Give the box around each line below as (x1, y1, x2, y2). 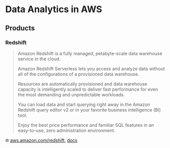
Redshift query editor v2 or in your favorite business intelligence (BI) (17, 106, 161, 113)
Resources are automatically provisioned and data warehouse (17, 81, 148, 87)
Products (5, 24, 35, 32)
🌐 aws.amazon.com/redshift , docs (5, 137, 78, 143)
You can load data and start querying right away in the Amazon (17, 101, 150, 107)
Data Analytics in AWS (5, 4, 102, 15)
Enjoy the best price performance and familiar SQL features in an (17, 122, 154, 128)
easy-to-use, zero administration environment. (17, 127, 116, 133)
